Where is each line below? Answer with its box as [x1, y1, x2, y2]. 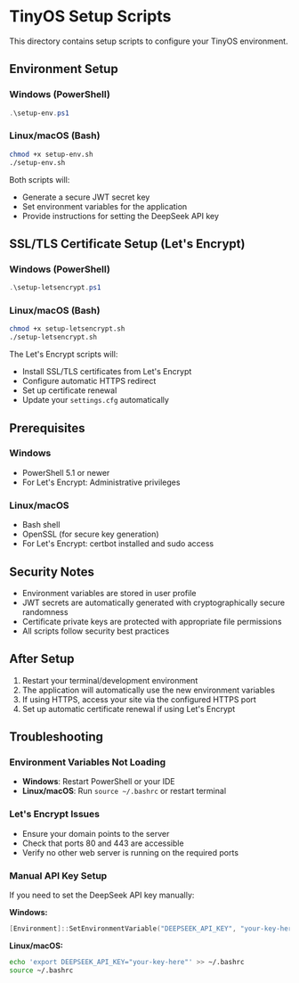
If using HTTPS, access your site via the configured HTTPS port [21, 693, 256, 705]
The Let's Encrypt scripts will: [9, 349, 118, 360]
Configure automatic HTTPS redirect [21, 376, 157, 387]
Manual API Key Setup [9, 869, 108, 881]
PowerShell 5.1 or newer [21, 467, 110, 478]
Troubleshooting [9, 729, 104, 745]
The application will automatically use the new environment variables [21, 684, 276, 695]
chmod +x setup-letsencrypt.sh [9, 324, 125, 333]
